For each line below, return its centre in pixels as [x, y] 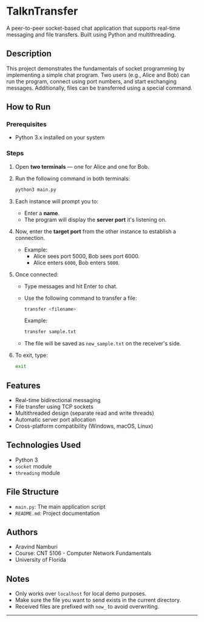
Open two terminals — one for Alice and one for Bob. [82, 166]
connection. [30, 238]
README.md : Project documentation [57, 513]
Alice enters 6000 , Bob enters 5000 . [76, 263]
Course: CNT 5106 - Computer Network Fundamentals [83, 553]
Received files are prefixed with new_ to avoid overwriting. [87, 607]
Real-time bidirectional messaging [58, 400]
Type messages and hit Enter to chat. [71, 286]
